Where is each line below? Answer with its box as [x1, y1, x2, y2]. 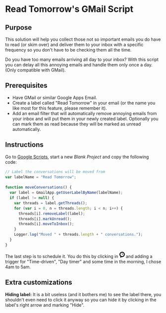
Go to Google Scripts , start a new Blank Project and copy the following [5, 154, 149, 160]
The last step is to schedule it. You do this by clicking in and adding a [5, 253, 153, 259]
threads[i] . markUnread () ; [18, 216, 72, 221]
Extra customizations [5, 278, 73, 287]
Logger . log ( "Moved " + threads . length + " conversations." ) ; [14, 232, 143, 237]
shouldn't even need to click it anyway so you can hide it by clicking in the [5, 297, 157, 303]
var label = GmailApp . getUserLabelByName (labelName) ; [9, 190, 123, 195]
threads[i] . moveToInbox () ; [18, 222, 74, 227]
